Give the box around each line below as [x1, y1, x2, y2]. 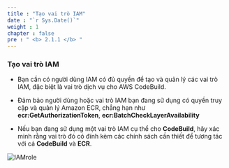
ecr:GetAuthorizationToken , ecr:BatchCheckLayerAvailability [17, 111, 200, 120]
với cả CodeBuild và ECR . [17, 139, 92, 148]
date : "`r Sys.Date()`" [7, 17, 80, 24]
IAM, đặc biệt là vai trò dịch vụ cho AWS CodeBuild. [17, 83, 166, 91]
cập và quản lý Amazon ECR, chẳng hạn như [17, 104, 146, 112]
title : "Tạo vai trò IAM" [7, 10, 86, 17]
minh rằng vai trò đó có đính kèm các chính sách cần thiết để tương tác [17, 132, 223, 141]
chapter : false [7, 29, 54, 37]
